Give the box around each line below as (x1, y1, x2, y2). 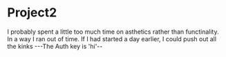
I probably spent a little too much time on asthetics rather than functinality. (7, 27, 219, 36)
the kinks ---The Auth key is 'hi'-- (7, 42, 103, 50)
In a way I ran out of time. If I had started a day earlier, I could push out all (7, 34, 216, 43)
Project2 (7, 5, 57, 21)
